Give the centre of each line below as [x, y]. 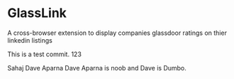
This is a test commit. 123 [44, 54]
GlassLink [37, 13]
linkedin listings [30, 40]
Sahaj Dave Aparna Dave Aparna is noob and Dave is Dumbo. [97, 68]
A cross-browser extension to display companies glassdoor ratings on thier [117, 33]
